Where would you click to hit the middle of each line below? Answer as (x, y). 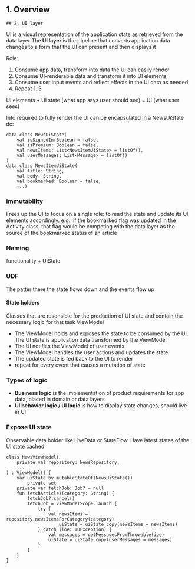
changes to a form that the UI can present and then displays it (81, 47)
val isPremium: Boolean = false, (58, 145)
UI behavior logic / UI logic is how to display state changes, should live (101, 406)
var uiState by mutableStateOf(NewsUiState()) (75, 478)
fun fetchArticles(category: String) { (66, 493)
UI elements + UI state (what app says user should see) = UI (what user (93, 100)
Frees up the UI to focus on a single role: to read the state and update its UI (97, 214)
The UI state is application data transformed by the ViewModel (90, 339)
